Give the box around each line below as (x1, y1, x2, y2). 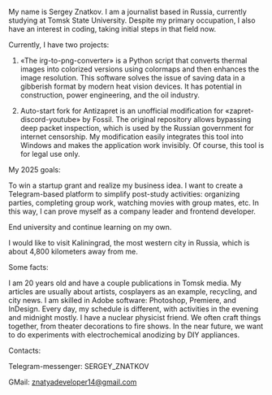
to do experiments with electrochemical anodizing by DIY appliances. (8, 330, 240, 340)
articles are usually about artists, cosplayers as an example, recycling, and (8, 287, 257, 296)
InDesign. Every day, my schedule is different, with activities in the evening (8, 304, 259, 314)
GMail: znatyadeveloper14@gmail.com (8, 377, 137, 387)
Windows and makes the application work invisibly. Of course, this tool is (19, 141, 265, 150)
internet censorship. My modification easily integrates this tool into (19, 132, 244, 141)
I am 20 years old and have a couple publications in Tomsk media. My (8, 278, 242, 288)
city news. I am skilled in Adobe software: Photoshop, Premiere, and (8, 296, 237, 305)
